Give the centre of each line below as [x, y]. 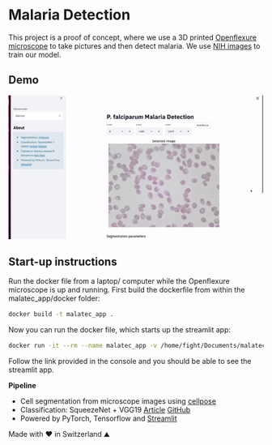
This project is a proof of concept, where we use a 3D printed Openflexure [133, 37]
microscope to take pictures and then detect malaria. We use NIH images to [134, 45]
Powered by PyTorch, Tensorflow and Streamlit [98, 418]
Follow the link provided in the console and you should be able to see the [130, 362]
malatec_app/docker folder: [54, 298]
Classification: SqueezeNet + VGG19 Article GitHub [105, 410]
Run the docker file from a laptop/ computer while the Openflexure [119, 281]
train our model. [35, 54]
